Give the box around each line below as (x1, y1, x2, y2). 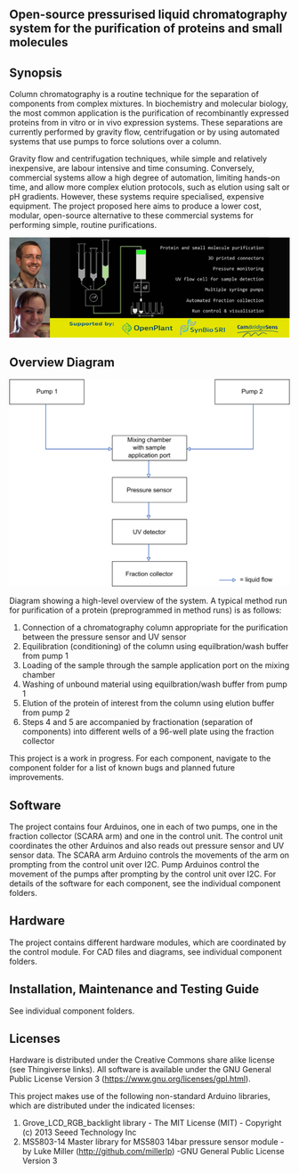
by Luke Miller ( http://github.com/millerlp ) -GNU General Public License (21, 1146, 285, 1157)
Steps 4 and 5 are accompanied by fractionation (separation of (21, 717, 254, 728)
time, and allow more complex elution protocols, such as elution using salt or (9, 182, 290, 192)
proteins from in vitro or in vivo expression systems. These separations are (9, 118, 283, 128)
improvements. (9, 772, 64, 783)
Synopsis (9, 65, 62, 80)
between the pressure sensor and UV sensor (21, 631, 187, 642)
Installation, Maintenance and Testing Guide (9, 982, 260, 997)
